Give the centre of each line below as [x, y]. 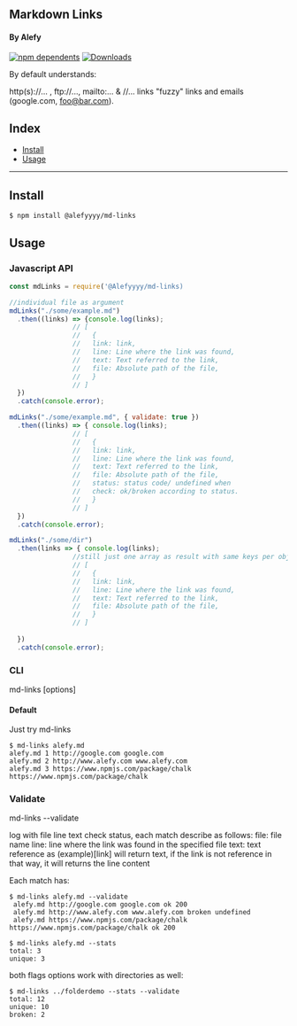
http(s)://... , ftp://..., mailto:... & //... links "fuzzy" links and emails [127, 91]
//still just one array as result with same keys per [173, 557]
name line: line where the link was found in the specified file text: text [135, 844]
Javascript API [41, 268]
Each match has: [39, 881]
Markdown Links [56, 15]
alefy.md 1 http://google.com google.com [87, 754]
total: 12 [27, 999]
